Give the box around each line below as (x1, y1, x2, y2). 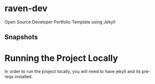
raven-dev (4, 3, 48, 14)
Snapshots (4, 33, 38, 41)
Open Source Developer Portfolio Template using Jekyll (4, 19, 116, 25)
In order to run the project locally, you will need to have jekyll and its (4, 68, 141, 74)
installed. (15, 74, 33, 80)
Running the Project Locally (4, 52, 119, 64)
